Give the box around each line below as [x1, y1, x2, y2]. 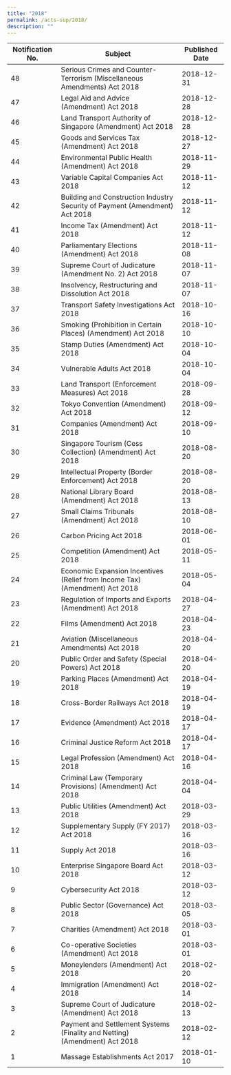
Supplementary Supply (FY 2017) [60, 821, 170, 831]
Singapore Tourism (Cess [60, 439, 143, 449]
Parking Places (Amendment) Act [60, 674, 168, 684]
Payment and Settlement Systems [60, 1019, 170, 1029]
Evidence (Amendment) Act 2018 [60, 718, 170, 728]
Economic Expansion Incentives [60, 566, 164, 576]
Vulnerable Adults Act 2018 [60, 364, 151, 373]
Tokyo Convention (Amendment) [60, 399, 166, 409]
